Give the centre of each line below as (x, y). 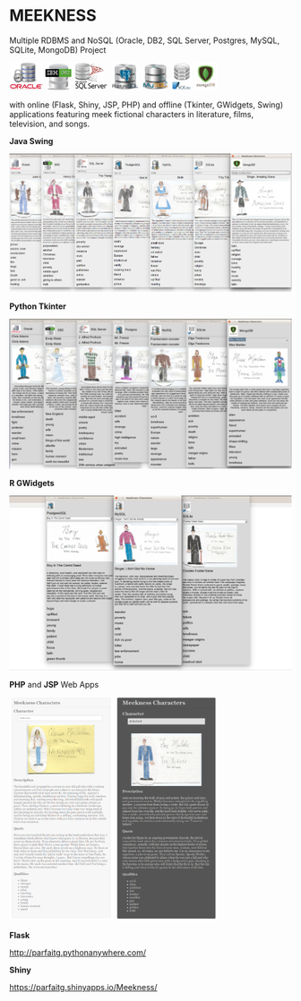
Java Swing (31, 141)
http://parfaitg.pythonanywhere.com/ (77, 953)
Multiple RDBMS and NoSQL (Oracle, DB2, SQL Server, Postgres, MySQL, (145, 40)
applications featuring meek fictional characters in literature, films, (132, 114)
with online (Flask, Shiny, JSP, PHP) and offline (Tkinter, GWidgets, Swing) (146, 105)
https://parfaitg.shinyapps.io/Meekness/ (83, 988)
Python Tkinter (38, 306)
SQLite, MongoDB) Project (58, 49)
